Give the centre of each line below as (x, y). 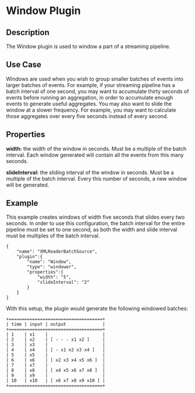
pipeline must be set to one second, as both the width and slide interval (92, 230)
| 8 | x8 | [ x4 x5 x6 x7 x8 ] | (56, 370)
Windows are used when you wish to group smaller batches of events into (95, 79)
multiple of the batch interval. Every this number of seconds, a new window (97, 178)
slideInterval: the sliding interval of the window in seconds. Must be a (90, 172)
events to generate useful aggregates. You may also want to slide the (89, 104)
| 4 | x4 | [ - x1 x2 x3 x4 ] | (56, 350)
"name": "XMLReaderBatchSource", (57, 252)
